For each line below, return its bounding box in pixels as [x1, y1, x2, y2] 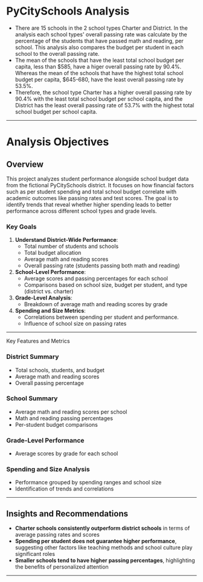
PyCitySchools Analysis [6, 4, 130, 18]
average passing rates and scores [14, 531, 100, 538]
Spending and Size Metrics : [14, 307, 86, 315]
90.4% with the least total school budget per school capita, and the [14, 95, 183, 102]
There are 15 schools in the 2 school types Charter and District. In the [14, 24, 188, 32]
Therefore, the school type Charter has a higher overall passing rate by [14, 89, 192, 96]
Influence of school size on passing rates [24, 320, 127, 327]
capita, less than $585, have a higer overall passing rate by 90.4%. [14, 62, 182, 70]
